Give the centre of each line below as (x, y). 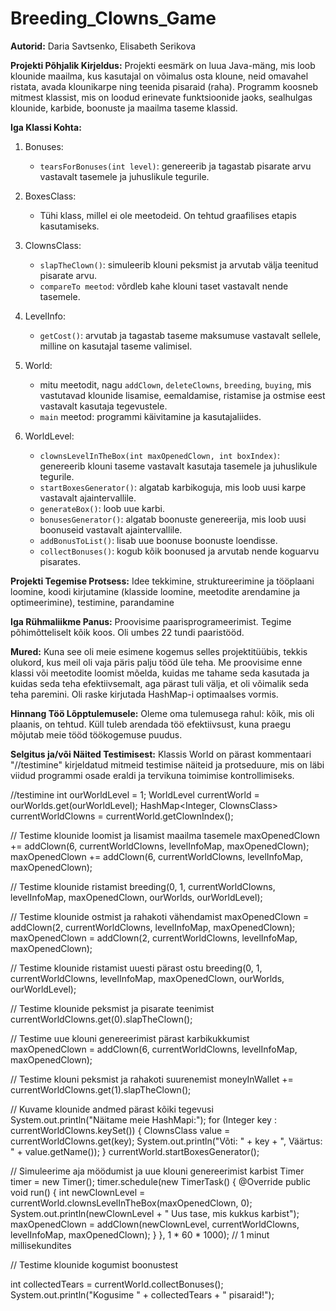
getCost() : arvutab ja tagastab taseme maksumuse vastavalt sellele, (180, 335)
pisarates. (60, 561)
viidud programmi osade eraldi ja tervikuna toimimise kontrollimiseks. (152, 775)
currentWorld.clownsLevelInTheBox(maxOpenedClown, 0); (131, 1203)
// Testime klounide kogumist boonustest (94, 1264)
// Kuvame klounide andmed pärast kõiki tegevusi (112, 1109)
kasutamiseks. (69, 226)
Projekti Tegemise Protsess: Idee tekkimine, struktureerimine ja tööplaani (162, 581)
